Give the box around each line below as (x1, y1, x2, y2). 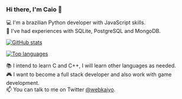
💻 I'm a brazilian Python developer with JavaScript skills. (6, 19, 146, 26)
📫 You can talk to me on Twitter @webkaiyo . (6, 86, 116, 93)
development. (6, 80, 40, 87)
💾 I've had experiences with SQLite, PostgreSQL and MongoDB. (6, 28, 161, 35)
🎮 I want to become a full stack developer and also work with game (6, 71, 172, 78)
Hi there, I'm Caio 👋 (6, 5, 62, 14)
